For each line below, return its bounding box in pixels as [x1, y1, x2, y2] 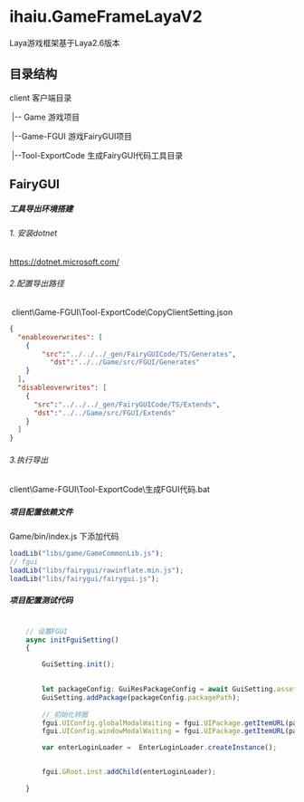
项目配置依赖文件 [9, 506, 73, 517]
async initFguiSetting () [25, 635, 119, 644]
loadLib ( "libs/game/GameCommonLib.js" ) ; [9, 549, 165, 559]
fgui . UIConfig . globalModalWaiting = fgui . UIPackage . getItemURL [42, 718, 285, 728]
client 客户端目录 [9, 92, 72, 103]
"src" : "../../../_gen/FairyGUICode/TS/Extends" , [33, 400, 221, 409]
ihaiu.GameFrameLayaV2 [9, 6, 203, 27]
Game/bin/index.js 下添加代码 [9, 531, 119, 542]
